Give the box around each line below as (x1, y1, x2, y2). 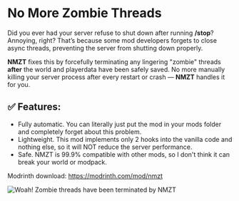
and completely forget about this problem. (17, 127, 142, 136)
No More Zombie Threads (7, 5, 162, 21)
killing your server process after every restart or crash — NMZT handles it (7, 73, 225, 81)
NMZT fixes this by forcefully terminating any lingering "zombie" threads (7, 57, 221, 66)
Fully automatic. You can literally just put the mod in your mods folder (17, 120, 222, 128)
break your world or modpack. (17, 158, 107, 166)
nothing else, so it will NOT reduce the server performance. (17, 143, 193, 151)
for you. (7, 80, 31, 88)
